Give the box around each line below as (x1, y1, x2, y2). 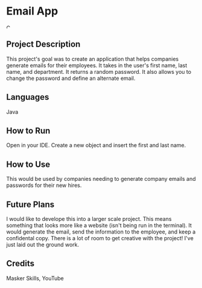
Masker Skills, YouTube (6, 274, 65, 282)
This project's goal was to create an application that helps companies (6, 55, 179, 62)
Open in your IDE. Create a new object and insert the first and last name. (6, 142, 186, 149)
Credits (6, 258, 35, 269)
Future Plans (6, 199, 55, 209)
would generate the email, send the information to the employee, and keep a (6, 228, 196, 235)
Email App (6, 4, 58, 18)
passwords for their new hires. (6, 182, 82, 189)
